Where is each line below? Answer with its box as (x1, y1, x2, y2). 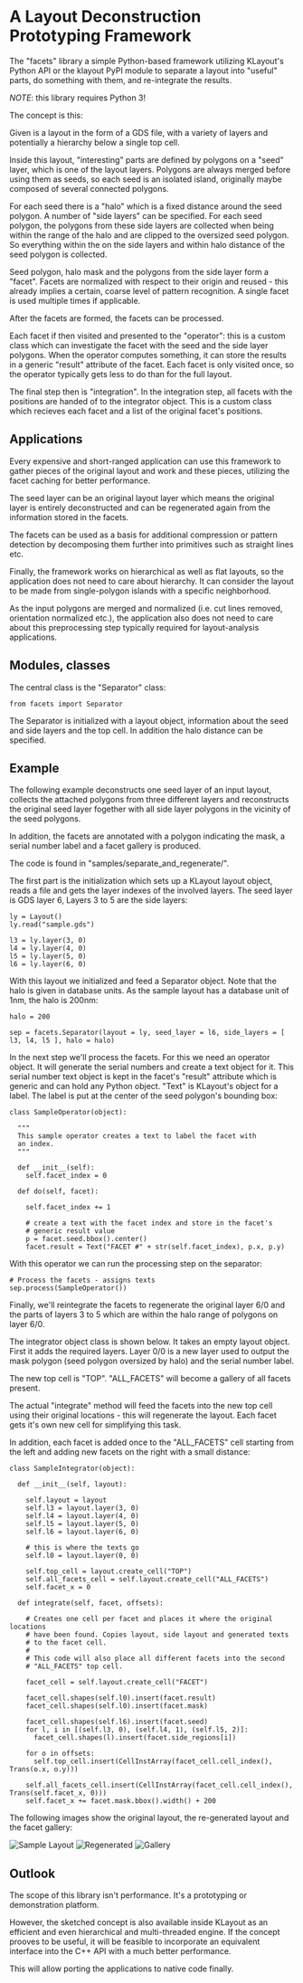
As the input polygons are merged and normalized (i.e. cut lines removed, (9, 602, 283, 613)
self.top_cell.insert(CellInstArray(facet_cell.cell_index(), (33, 1757, 273, 1766)
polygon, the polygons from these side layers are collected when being (9, 220, 274, 231)
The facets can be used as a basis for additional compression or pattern (9, 529, 278, 540)
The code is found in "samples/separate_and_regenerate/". (9, 858, 229, 869)
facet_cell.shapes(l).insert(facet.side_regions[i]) (33, 1733, 237, 1742)
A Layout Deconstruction (9, 6, 202, 27)
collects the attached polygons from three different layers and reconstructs (9, 794, 289, 805)
